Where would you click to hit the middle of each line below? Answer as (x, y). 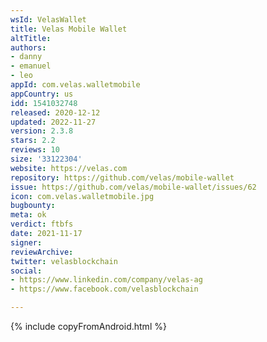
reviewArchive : (42, 252)
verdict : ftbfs (42, 224)
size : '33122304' (46, 159)
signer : (26, 242)
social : (26, 271)
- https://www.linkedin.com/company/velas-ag (106, 280)
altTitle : (31, 38)
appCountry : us (42, 94)
